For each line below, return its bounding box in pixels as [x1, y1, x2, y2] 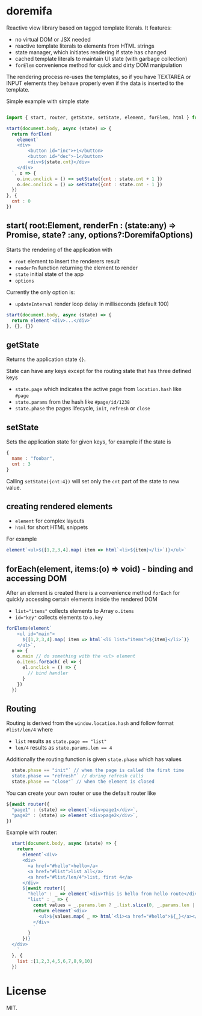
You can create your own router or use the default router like [6, 789, 156, 797]
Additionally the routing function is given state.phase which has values [6, 756, 182, 763]
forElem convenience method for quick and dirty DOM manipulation [14, 61, 182, 69]
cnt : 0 [11, 198, 31, 204]
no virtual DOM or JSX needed [14, 36, 91, 43]
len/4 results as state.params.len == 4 [14, 744, 112, 751]
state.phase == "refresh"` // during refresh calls [11, 773, 144, 779]
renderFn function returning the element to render [14, 264, 138, 271]
